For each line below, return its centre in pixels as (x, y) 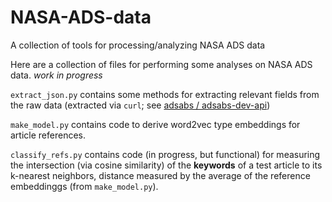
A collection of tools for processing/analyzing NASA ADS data (138, 45)
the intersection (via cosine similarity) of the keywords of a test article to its (166, 165)
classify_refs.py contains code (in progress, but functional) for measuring (165, 154)
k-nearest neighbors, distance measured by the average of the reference (160, 175)
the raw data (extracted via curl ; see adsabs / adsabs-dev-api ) (140, 105)
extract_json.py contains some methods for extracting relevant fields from (165, 94)
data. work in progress (56, 75)
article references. (48, 135)
